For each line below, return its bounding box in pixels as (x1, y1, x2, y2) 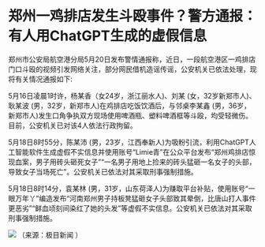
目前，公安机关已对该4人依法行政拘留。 (8, 120, 138, 130)
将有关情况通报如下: (8, 74, 73, 84)
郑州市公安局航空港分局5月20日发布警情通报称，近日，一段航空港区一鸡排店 (8, 54, 256, 64)
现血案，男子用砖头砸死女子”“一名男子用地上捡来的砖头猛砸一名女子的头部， (8, 157, 256, 167)
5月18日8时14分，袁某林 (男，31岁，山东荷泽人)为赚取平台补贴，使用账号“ (8, 183, 248, 193)
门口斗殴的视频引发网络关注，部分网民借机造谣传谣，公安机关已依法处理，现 (8, 64, 257, 73)
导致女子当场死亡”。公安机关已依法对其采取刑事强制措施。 (8, 167, 199, 176)
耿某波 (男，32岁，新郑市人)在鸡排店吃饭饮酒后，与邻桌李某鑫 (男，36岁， (8, 100, 251, 110)
